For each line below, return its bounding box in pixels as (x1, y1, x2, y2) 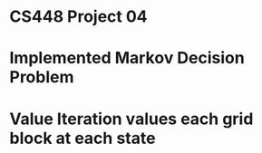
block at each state (9, 128, 156, 148)
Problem (9, 67, 74, 88)
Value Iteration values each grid (9, 109, 254, 129)
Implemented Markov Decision (9, 48, 245, 69)
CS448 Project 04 (9, 6, 148, 27)
